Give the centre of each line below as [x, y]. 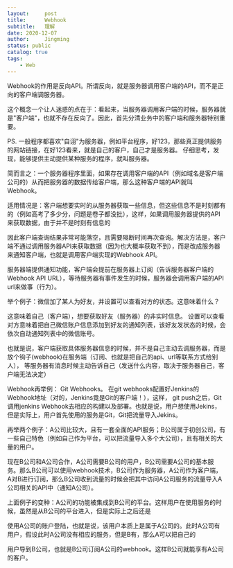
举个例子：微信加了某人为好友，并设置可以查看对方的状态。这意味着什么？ [113, 301]
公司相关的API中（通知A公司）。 [52, 487]
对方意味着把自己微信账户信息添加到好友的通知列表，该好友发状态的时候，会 [116, 325]
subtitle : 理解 [31, 26]
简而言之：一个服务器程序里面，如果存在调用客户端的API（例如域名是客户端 [115, 173]
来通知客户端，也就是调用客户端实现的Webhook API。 [84, 254]
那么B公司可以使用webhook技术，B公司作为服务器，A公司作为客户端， [120, 470]
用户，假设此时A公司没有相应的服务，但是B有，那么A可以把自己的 [102, 534]
